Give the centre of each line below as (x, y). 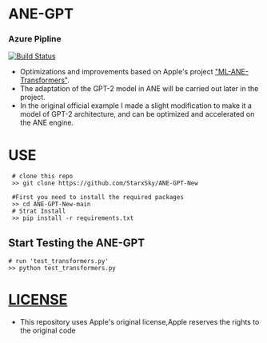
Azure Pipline (35, 39)
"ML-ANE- (232, 72)
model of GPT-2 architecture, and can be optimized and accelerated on (137, 114)
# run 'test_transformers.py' (59, 261)
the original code (48, 331)
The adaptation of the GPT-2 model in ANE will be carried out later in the (139, 89)
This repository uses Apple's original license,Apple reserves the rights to (139, 322)
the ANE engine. (47, 123)
